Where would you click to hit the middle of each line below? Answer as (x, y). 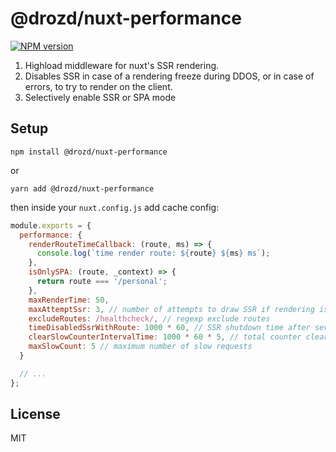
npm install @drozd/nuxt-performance (89, 152)
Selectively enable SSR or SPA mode (100, 97)
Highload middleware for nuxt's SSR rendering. (122, 65)
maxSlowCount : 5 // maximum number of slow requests (140, 347)
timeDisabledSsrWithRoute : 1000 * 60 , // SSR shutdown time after (169, 328)
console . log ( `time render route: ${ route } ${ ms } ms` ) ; (153, 253)
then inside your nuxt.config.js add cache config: (115, 207)
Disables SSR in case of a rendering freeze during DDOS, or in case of (169, 76)
